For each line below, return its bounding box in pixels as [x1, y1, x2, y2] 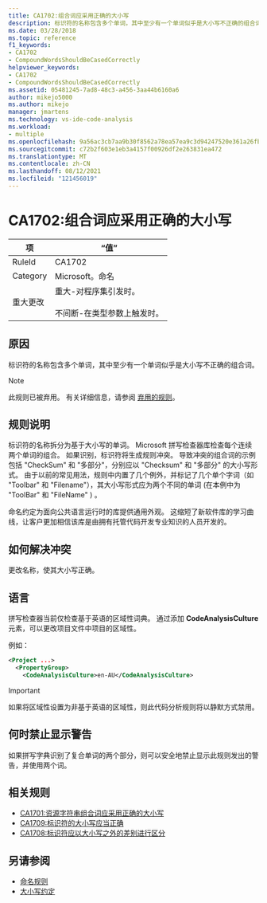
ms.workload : [8, 123, 52, 131]
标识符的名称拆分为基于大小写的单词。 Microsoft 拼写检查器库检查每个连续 [8, 440, 253, 450]
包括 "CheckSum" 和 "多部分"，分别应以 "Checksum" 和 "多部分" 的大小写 [8, 460, 251, 470]
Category [12, 270, 48, 281]
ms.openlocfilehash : [8, 137, 77, 146]
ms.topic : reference [8, 33, 77, 42]
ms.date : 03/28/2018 [8, 26, 77, 34]
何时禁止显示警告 [8, 728, 92, 741]
